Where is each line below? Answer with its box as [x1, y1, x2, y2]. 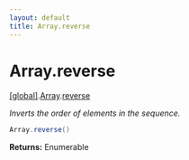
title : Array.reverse [9, 22, 91, 31]
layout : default [9, 13, 70, 23]
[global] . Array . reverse [9, 90, 91, 101]
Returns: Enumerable [9, 142, 89, 153]
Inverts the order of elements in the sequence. [9, 108, 181, 118]
